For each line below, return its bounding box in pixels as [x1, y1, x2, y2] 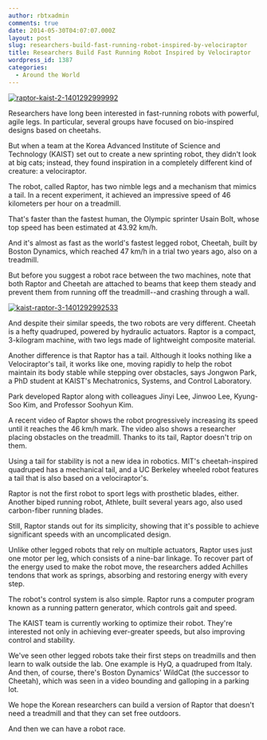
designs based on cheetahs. [8, 125, 101, 135]
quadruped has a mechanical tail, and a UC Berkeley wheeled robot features [8, 464, 259, 474]
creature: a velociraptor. [8, 166, 87, 175]
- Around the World [15, 71, 80, 79]
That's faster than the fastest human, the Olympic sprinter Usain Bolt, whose [8, 214, 260, 223]
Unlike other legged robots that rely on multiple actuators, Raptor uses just [8, 545, 253, 554]
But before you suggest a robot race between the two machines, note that [8, 270, 251, 280]
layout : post [8, 33, 52, 42]
